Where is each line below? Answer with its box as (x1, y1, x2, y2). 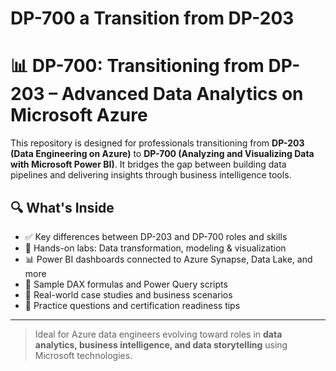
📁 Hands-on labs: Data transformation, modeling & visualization (24, 242, 287, 254)
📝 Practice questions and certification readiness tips (24, 299, 241, 311)
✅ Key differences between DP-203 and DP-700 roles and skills (24, 230, 288, 242)
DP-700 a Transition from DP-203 (10, 7, 295, 30)
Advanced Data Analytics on (61, 83, 304, 106)
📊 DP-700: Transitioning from (10, 55, 265, 77)
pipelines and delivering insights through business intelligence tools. (10, 169, 292, 181)
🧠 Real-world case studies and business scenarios (24, 288, 233, 301)
